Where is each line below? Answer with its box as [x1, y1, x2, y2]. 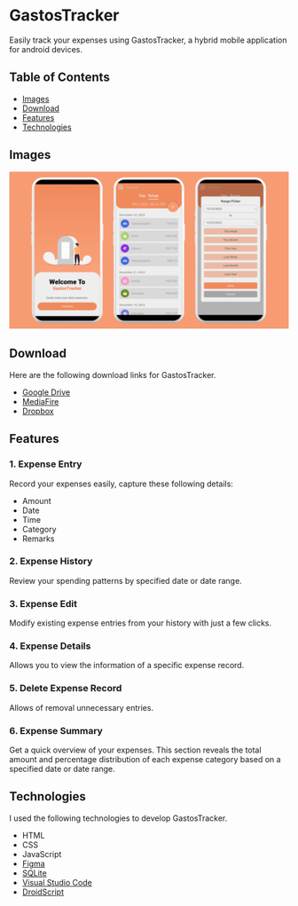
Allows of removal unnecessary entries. [9, 702, 153, 713]
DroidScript [21, 886, 65, 897]
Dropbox [21, 406, 55, 416]
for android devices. [9, 43, 82, 54]
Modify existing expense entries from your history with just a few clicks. [9, 618, 272, 628]
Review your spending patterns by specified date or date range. [9, 575, 242, 586]
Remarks [21, 533, 55, 544]
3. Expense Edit [9, 597, 78, 610]
